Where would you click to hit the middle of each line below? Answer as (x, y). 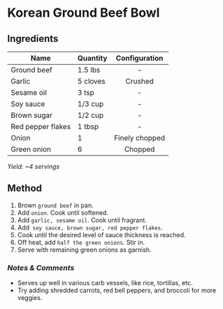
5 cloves (92, 81)
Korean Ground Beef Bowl (84, 13)
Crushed (139, 81)
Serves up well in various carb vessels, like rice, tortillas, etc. (105, 283)
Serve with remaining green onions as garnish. (84, 250)
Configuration (139, 58)
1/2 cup (91, 115)
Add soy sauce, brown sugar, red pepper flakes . (90, 227)
